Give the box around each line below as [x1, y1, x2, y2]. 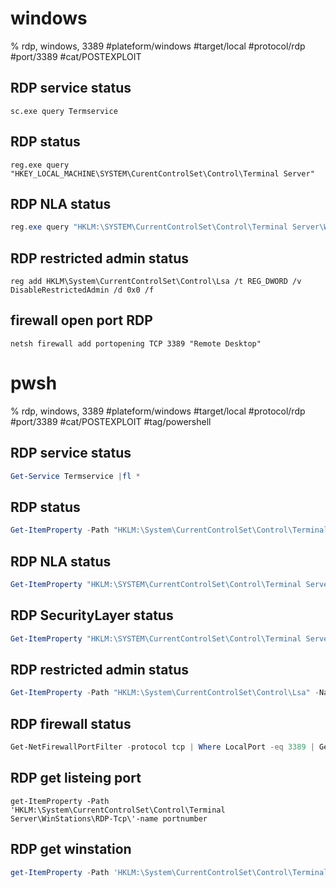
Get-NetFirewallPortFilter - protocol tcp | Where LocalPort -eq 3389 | [10, 742, 315, 752]
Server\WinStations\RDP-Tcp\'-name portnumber [10, 813, 208, 824]
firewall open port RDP [10, 312, 153, 329]
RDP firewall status [10, 715, 132, 732]
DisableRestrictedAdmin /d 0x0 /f [10, 285, 155, 296]
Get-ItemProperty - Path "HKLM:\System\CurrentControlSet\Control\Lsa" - [10, 688, 320, 698]
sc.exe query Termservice [10, 106, 118, 116]
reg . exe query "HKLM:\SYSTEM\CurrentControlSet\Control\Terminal [10, 222, 288, 232]
